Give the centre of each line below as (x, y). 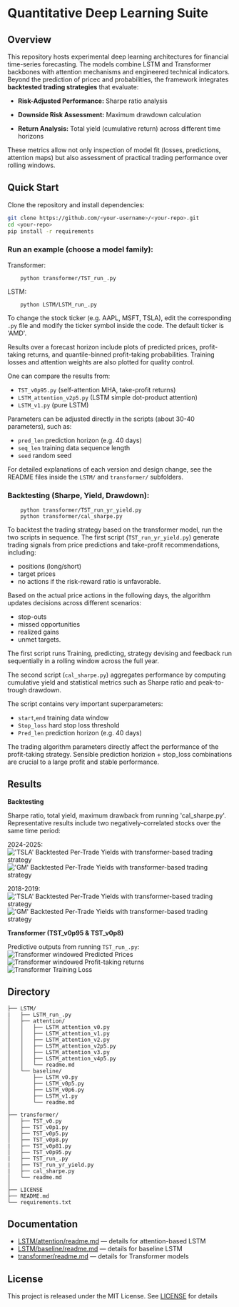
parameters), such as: (40, 426)
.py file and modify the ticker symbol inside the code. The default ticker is (116, 325)
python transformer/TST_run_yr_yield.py (81, 510)
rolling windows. (31, 165)
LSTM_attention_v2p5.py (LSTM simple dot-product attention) (108, 397)
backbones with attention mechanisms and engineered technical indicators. (119, 72)
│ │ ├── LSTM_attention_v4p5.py (62, 1058)
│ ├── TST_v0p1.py (38, 1127)
